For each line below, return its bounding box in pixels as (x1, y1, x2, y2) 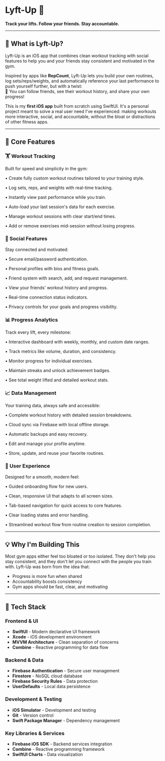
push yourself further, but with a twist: (5, 83, 82, 89)
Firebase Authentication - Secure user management (12, 668, 120, 674)
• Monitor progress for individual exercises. (5, 358, 93, 364)
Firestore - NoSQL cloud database (12, 673, 82, 679)
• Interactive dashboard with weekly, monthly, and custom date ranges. (5, 339, 150, 345)
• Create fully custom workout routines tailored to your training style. (5, 175, 144, 181)
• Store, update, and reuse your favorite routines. (5, 450, 105, 456)
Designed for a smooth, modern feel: (5, 474, 80, 479)
